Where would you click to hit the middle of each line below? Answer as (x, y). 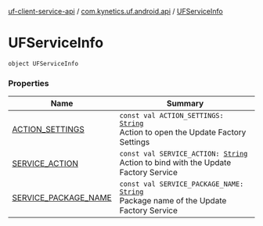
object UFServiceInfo (43, 63)
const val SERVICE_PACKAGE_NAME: (182, 184)
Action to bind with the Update (175, 163)
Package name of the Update (173, 201)
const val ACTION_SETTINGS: (172, 116)
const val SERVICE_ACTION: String (184, 154)
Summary (186, 103)
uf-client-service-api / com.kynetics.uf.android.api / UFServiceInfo (115, 11)
